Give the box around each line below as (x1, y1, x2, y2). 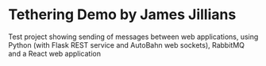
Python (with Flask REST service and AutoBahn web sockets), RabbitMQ (8, 40, 245, 49)
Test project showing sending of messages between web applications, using (8, 32, 259, 41)
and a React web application (8, 49, 102, 58)
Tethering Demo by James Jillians (8, 6, 237, 24)
